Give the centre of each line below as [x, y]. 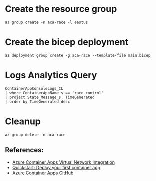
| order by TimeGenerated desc [38, 102]
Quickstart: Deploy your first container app [56, 167]
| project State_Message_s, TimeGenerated [50, 97]
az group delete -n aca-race [35, 135]
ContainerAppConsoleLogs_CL [34, 88]
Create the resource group [61, 9]
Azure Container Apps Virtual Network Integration [63, 162]
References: [24, 150]
